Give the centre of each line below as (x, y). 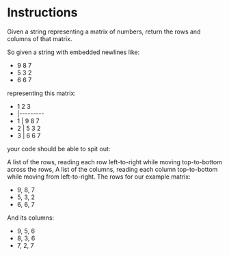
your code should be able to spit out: (59, 149)
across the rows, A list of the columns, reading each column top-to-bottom (112, 169)
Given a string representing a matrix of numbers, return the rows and (104, 31)
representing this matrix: (42, 93)
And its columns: (31, 218)
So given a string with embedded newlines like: (73, 52)
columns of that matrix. (40, 38)
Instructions (42, 13)
